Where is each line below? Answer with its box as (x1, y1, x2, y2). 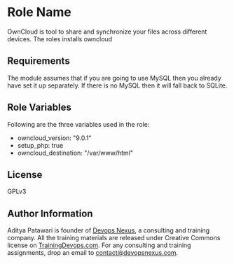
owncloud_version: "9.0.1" (17, 134, 92, 142)
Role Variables (7, 102, 71, 113)
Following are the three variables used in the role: (7, 120, 150, 128)
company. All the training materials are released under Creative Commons (7, 234, 221, 242)
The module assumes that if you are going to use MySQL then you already (7, 74, 222, 82)
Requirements (7, 55, 70, 67)
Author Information (7, 207, 93, 219)
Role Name (7, 4, 71, 20)
